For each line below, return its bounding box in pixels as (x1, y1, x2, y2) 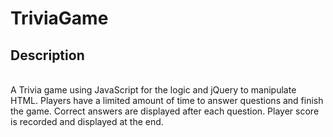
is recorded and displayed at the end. (10, 116, 164, 127)
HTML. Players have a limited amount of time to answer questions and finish (10, 95, 324, 106)
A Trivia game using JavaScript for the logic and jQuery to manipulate (10, 84, 297, 96)
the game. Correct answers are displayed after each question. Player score (10, 105, 320, 117)
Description (10, 47, 85, 64)
